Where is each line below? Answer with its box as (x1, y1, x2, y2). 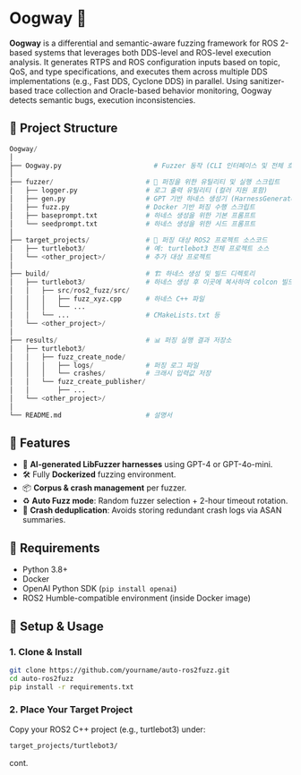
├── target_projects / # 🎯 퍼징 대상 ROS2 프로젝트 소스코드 (9, 236, 268, 245)
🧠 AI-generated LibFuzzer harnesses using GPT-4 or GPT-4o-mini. (21, 459, 273, 470)
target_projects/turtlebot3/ (9, 741, 118, 750)
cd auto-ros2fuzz (9, 674, 74, 683)
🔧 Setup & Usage (9, 618, 105, 634)
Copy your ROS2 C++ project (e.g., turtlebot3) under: (9, 724, 206, 735)
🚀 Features (9, 436, 71, 451)
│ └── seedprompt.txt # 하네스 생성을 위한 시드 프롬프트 (9, 219, 256, 228)
